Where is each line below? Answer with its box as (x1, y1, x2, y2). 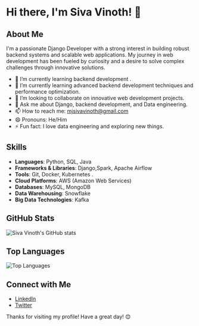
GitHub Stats (6, 213, 55, 223)
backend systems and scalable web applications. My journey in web (6, 51, 174, 58)
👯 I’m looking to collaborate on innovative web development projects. (14, 95, 185, 101)
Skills (6, 142, 27, 153)
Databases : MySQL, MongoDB (14, 183, 91, 190)
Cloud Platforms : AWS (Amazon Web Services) (14, 177, 132, 184)
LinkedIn (14, 295, 36, 303)
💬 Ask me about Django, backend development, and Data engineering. (14, 101, 188, 108)
